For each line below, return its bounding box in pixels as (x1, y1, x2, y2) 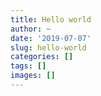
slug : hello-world (10, 42, 87, 53)
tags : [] (10, 61, 47, 71)
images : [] (10, 71, 56, 81)
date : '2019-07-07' (10, 33, 92, 43)
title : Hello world (10, 14, 92, 25)
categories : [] (10, 52, 74, 62)
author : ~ (10, 24, 52, 34)
